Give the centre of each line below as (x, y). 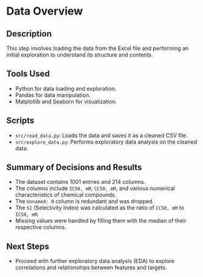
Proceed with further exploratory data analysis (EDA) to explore (95, 261)
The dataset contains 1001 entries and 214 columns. (80, 182)
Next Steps (28, 246)
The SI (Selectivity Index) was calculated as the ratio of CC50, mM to (100, 208)
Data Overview (45, 11)
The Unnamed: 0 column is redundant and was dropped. (84, 202)
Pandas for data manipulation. (53, 95)
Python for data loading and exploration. (66, 88)
